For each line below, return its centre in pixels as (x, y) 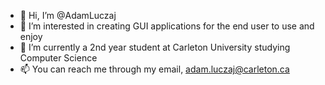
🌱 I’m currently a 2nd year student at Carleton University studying (155, 47)
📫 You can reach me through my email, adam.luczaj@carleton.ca (154, 69)
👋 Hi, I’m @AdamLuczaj (68, 15)
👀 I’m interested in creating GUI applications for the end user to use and (167, 26)
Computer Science (58, 58)
